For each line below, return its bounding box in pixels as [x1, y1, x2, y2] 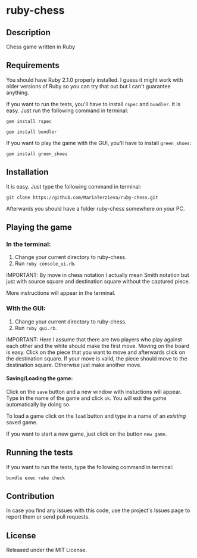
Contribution [6, 491, 55, 501]
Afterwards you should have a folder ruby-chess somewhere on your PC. [6, 205, 186, 212]
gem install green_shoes [6, 150, 68, 157]
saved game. [6, 418, 38, 426]
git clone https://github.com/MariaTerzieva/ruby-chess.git [6, 195, 159, 201]
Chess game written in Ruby [6, 43, 76, 50]
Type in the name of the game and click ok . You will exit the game [6, 394, 167, 402]
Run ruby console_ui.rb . [14, 260, 76, 267]
